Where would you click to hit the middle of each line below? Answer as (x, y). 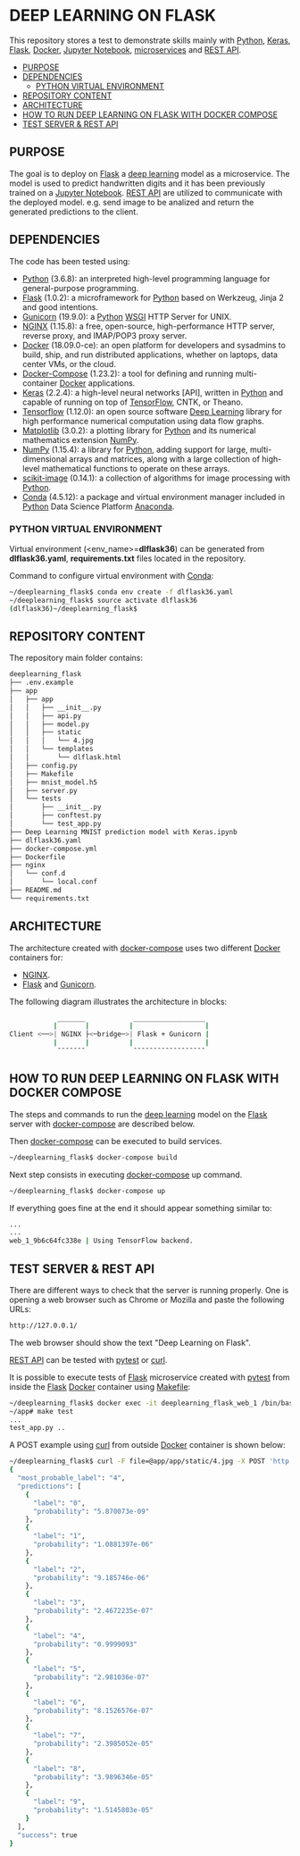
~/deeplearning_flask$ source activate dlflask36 (104, 600)
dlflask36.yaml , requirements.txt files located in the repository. (128, 558)
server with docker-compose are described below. (102, 1124)
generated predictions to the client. (74, 212)
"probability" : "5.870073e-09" (91, 1511)
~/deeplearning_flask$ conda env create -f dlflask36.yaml (121, 592)
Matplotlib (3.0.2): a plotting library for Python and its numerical (139, 431)
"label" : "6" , (59, 1702)
